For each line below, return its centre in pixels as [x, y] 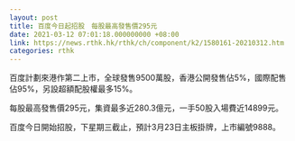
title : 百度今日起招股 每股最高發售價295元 [83, 26]
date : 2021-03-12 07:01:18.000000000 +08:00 [94, 34]
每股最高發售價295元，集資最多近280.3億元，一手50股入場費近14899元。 [147, 108]
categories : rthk [42, 51]
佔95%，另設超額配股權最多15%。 [74, 89]
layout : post [34, 18]
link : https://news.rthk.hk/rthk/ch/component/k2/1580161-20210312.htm [147, 43]
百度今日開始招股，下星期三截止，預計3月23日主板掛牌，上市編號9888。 [145, 128]
